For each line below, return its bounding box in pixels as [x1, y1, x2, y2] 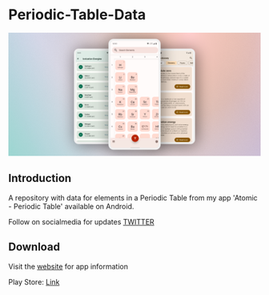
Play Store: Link [8, 277, 60, 286]
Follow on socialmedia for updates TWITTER [8, 216, 155, 226]
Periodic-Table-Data [8, 6, 147, 24]
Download [8, 240, 60, 254]
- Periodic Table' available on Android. [8, 201, 134, 211]
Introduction [8, 172, 72, 185]
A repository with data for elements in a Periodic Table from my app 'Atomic [8, 192, 258, 202]
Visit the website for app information [8, 261, 128, 271]
